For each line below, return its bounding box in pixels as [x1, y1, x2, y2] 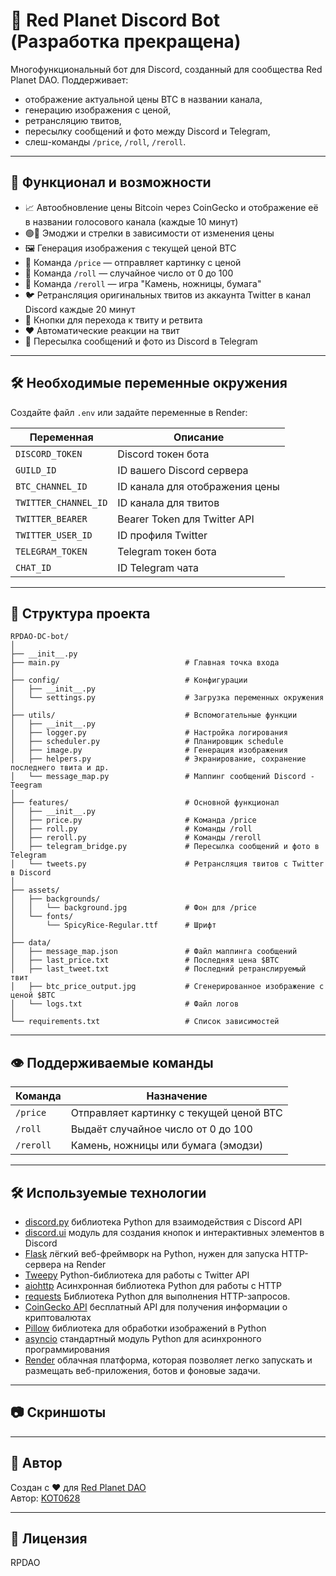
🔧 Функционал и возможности [10, 174, 212, 191]
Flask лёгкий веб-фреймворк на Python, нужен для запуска [24, 1248, 280, 1259]
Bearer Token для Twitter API [117, 512, 255, 526]
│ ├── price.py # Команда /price [10, 815, 257, 826]
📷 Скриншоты [10, 1404, 107, 1421]
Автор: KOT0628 [10, 1492, 81, 1504]
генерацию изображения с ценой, [24, 104, 172, 116]
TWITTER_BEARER [15, 513, 88, 524]
